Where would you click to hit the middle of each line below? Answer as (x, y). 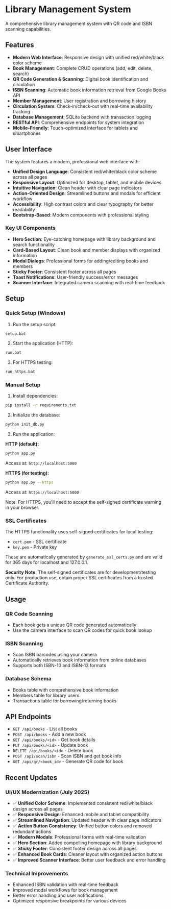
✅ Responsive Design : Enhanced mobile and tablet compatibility (81, 815)
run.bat (14, 353)
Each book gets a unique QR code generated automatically (75, 625)
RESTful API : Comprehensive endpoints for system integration (78, 122)
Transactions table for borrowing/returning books (65, 701)
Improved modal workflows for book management (65, 890)
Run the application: (34, 434)
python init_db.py (25, 425)
